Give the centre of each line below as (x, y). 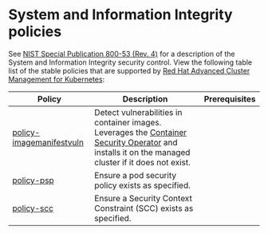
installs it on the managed (142, 152)
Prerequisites (230, 99)
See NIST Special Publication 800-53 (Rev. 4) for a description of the (122, 54)
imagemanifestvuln (48, 142)
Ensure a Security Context (144, 198)
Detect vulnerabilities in (138, 112)
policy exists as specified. (143, 185)
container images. (128, 122)
